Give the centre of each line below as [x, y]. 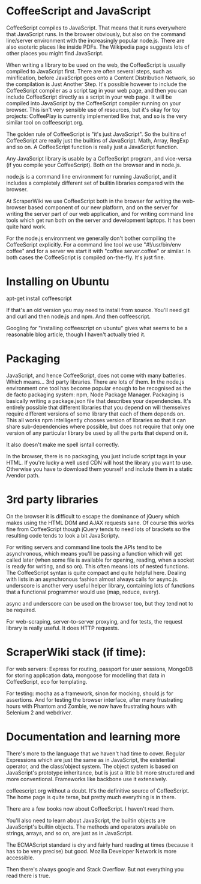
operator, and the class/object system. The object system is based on [92, 766]
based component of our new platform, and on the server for [103, 207]
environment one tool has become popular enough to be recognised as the [99, 388]
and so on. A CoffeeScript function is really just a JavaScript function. [92, 147]
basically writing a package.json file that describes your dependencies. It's [99, 401]
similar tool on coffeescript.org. [45, 122]
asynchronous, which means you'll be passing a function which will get [94, 553]
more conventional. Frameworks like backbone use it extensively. [87, 779]
